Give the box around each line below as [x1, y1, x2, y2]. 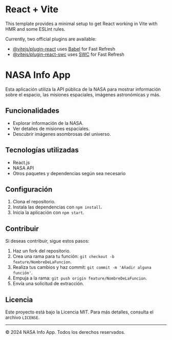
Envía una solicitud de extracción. [12, 281, 84, 287]
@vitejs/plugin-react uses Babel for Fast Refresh [12, 46, 116, 52]
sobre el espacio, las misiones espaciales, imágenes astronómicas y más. [5, 91, 161, 98]
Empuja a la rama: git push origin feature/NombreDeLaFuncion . [12, 275, 147, 281]
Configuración [5, 185, 53, 194]
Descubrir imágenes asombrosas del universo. [12, 131, 111, 137]
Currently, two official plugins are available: [5, 36, 97, 42]
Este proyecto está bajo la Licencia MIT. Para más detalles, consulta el [5, 309, 154, 315]
